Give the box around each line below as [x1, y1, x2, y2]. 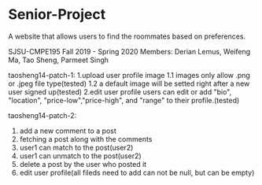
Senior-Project [8, 6, 106, 24]
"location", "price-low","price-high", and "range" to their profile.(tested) [8, 95, 240, 105]
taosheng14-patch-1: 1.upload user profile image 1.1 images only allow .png [8, 70, 250, 80]
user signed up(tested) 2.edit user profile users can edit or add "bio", [8, 87, 232, 96]
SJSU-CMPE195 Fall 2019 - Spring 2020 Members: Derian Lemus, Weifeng [8, 46, 251, 56]
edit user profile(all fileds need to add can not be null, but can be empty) [19, 168, 255, 177]
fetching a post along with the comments [19, 134, 153, 143]
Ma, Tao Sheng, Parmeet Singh [8, 55, 109, 65]
